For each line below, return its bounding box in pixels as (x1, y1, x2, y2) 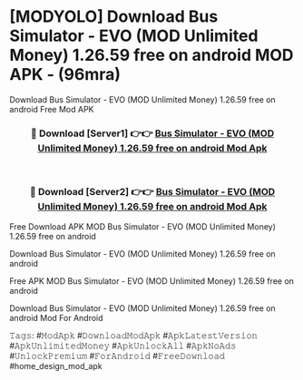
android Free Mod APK (9, 103, 94, 114)
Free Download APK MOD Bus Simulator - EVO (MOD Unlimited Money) (9, 220, 277, 232)
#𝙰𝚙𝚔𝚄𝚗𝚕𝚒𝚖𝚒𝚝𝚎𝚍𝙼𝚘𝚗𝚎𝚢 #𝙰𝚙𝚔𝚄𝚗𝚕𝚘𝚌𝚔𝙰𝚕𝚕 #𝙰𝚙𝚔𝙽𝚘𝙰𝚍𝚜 (9, 340, 237, 351)
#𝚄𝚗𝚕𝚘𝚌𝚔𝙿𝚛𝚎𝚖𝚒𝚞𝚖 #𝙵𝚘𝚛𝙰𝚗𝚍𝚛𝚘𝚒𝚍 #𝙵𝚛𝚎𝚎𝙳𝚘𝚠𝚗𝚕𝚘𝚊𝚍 (9, 350, 225, 361)
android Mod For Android (9, 312, 103, 323)
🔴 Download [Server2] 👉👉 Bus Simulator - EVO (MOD (29, 186, 276, 199)
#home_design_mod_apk (9, 360, 103, 371)
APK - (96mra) (9, 64, 121, 85)
